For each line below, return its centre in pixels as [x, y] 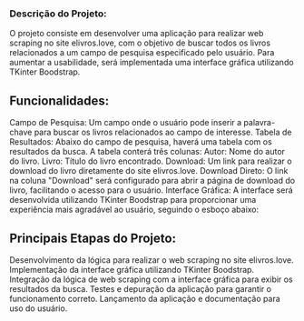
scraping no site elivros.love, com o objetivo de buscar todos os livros [140, 43]
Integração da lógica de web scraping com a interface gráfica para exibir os [151, 279]
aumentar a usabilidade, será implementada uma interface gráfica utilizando [152, 63]
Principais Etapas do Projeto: [93, 238]
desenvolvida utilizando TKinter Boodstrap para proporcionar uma [133, 200]
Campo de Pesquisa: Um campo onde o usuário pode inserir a [126, 123]
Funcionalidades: [59, 100]
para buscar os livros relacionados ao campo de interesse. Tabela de [163, 132]
